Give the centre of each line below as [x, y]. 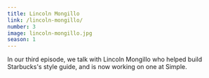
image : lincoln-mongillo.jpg [50, 33]
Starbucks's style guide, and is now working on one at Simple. [97, 67]
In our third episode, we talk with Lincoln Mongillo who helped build [105, 59]
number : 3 [22, 26]
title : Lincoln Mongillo [43, 14]
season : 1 [22, 40]
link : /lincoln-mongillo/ [45, 20]
